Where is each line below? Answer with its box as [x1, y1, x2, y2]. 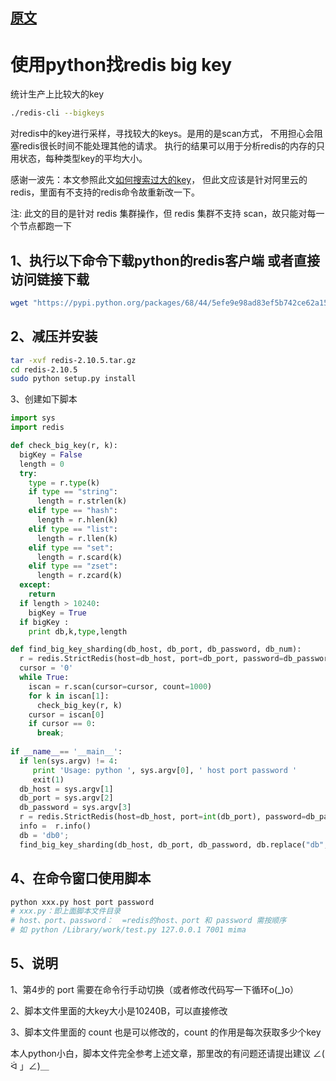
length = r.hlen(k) [36, 515, 118, 525]
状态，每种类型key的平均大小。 [18, 153, 148, 165]
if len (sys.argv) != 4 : [19, 756, 118, 766]
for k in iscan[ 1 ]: [28, 691, 110, 701]
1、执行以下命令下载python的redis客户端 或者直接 [10, 252, 320, 269]
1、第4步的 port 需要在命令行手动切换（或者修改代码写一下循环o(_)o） [10, 983, 300, 995]
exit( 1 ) [32, 774, 65, 785]
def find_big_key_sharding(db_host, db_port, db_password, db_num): [10, 644, 302, 655]
